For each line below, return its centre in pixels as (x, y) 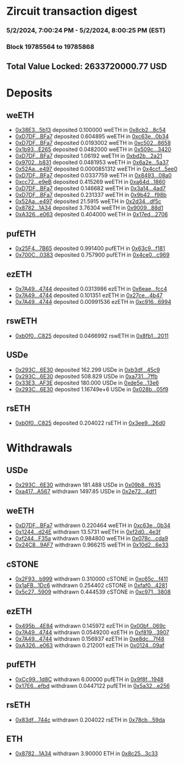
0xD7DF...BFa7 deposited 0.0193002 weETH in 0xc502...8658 (93, 143)
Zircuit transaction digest (72, 11)
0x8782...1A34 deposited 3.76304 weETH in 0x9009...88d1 (89, 208)
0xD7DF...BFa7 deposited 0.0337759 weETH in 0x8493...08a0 (93, 175)
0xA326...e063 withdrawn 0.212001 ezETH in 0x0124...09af (90, 645)
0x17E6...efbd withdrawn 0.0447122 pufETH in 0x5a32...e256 (92, 685)
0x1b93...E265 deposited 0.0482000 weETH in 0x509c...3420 (93, 149)
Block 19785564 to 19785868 (50, 47)
